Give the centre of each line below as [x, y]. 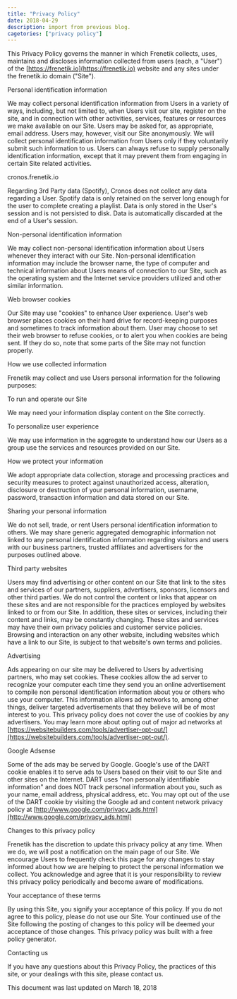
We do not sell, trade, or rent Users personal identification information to [113, 525]
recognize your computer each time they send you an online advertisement [116, 685]
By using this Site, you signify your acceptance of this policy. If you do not [115, 909]
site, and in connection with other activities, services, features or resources [117, 119]
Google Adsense [31, 751]
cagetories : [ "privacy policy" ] [55, 34]
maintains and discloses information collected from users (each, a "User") [115, 61]
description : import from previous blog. [69, 27]
